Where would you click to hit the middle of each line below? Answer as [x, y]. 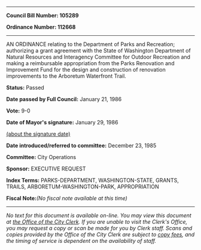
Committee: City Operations [41, 157]
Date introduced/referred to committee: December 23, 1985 [81, 145]
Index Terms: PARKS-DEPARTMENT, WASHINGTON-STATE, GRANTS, [93, 180]
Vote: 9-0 [19, 111]
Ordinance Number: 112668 [41, 27]
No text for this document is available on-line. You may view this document [99, 215]
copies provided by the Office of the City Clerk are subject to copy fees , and [100, 234]
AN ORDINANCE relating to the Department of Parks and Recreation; [91, 44]
